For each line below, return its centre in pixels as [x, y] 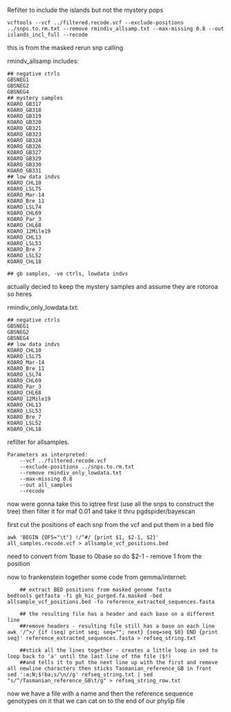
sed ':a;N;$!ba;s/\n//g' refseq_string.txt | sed [80, 675]
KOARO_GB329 [24, 159]
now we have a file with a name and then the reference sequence [100, 693]
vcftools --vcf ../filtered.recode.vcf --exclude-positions [96, 23]
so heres [20, 294]
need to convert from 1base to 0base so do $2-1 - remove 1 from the [104, 556]
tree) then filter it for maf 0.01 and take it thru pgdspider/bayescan [101, 511]
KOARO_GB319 [24, 116]
